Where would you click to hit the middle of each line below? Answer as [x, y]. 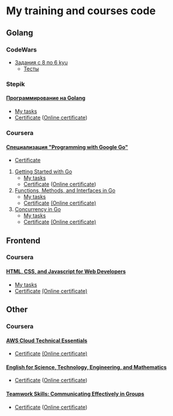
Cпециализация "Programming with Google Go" [67, 147]
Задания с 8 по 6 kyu [41, 62]
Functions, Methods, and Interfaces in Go [65, 191]
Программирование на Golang [46, 98]
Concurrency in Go [37, 209]
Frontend [23, 241]
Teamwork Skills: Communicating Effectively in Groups [75, 394]
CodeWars [22, 50]
